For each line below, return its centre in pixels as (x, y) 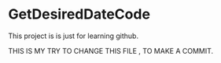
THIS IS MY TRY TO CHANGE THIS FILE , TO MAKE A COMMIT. (111, 51)
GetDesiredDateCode (79, 14)
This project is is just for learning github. (74, 36)
